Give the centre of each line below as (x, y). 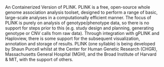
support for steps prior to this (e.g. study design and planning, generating (79, 28)
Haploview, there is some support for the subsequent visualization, (72, 38)
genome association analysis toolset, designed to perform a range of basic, (82, 12)
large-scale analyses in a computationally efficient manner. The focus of (78, 17)
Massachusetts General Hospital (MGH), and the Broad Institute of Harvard (81, 54)
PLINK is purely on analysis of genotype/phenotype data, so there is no (77, 23)
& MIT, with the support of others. (39, 59)
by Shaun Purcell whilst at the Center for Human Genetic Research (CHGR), (81, 49)
